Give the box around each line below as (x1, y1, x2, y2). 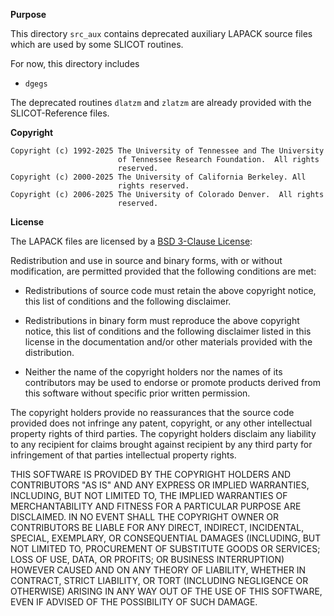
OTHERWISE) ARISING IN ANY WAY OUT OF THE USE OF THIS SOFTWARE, (10, 585, 323, 597)
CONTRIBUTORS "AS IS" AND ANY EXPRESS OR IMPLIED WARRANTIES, (10, 479, 310, 491)
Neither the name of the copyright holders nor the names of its (24, 366, 283, 378)
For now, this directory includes (10, 58, 140, 69)
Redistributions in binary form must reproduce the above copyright (24, 315, 300, 326)
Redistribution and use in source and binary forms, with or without (10, 255, 283, 266)
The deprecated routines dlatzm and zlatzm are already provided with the (10, 97, 312, 108)
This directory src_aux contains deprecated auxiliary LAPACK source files (10, 28, 313, 39)
